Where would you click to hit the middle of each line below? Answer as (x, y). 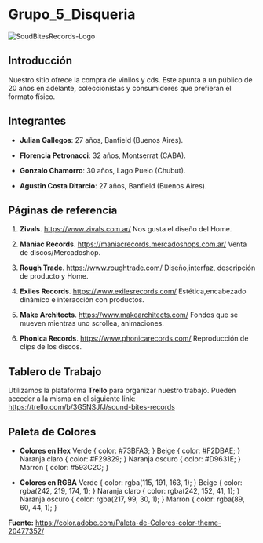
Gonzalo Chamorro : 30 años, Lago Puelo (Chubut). (102, 170)
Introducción (40, 61)
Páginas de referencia (63, 210)
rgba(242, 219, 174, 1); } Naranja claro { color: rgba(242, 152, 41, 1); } (130, 491)
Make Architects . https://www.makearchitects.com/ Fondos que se (128, 315)
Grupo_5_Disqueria (72, 15)
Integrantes (37, 121)
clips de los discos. (51, 347)
